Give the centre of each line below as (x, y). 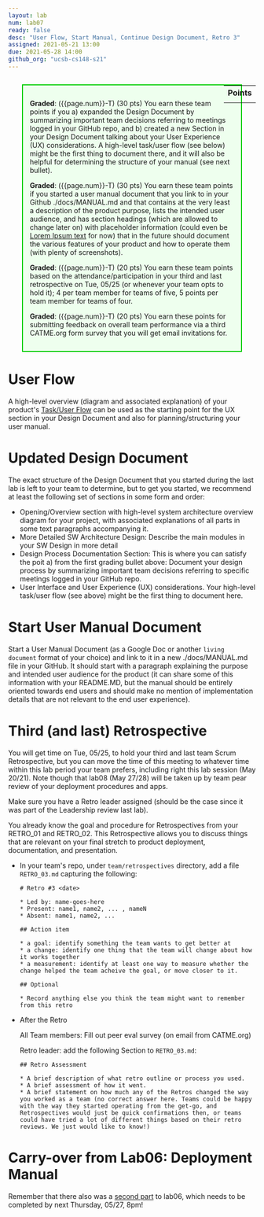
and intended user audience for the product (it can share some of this (121, 674)
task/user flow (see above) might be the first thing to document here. (131, 596)
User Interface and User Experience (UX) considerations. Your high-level (137, 587)
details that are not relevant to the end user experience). (99, 699)
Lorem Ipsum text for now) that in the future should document (130, 235)
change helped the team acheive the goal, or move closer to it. (128, 971)
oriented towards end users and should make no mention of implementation (131, 691)
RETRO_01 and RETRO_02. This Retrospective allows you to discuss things (128, 833)
